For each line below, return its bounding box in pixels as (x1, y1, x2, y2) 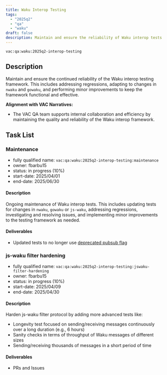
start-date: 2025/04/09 (12, 283, 61, 290)
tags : (5, 12, 17, 17)
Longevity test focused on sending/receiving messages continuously (12, 321, 155, 327)
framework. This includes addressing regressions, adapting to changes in (5, 81, 157, 87)
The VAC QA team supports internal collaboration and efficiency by (12, 111, 151, 117)
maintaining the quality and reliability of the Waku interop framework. (12, 116, 155, 122)
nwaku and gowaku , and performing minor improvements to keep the (5, 86, 143, 92)
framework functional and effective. (5, 91, 79, 97)
